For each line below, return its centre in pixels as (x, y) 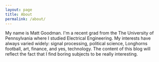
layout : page (19, 10)
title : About (19, 14)
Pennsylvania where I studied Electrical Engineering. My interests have (78, 38)
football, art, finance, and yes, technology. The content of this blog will (78, 49)
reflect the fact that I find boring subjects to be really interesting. (72, 54)
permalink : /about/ (25, 19)
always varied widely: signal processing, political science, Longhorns (76, 44)
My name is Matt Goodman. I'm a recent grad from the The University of (79, 33)
